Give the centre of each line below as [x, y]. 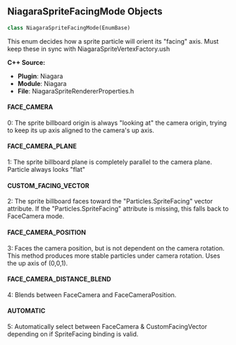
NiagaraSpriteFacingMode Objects [85, 12]
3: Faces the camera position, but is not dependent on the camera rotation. [116, 248]
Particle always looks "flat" [46, 170]
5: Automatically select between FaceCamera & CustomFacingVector [107, 326]
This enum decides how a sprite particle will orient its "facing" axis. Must [113, 41]
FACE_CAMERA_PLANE [42, 146]
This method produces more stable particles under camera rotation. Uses [114, 256]
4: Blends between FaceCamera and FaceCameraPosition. [92, 294]
